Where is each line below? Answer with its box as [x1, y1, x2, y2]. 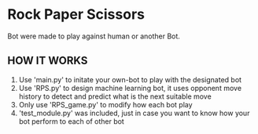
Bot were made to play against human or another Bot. [7, 31, 180, 41]
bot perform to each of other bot [18, 116, 125, 126]
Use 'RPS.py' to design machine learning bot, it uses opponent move [18, 83, 241, 92]
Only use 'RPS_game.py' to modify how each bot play [18, 100, 193, 109]
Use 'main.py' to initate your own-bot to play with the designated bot [18, 74, 241, 84]
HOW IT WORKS [7, 54, 88, 67]
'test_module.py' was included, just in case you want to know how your [18, 108, 250, 118]
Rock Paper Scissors [7, 5, 145, 24]
